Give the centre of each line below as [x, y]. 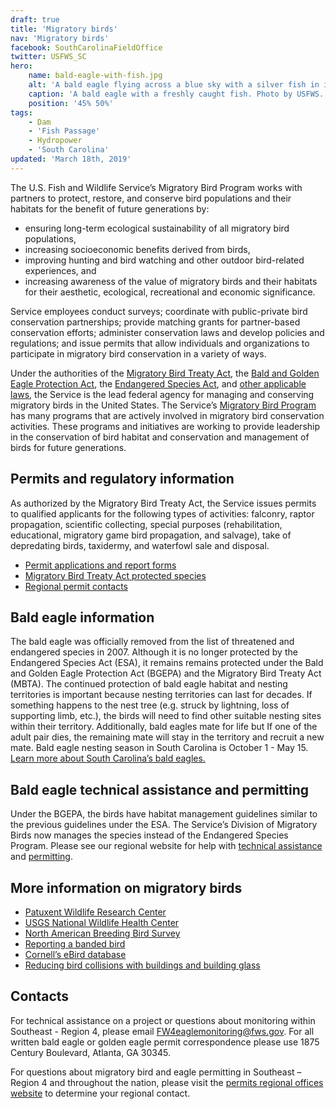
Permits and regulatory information [122, 479]
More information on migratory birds [126, 887]
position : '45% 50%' [71, 103]
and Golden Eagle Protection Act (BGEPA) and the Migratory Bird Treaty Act [166, 673]
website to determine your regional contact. [100, 1093]
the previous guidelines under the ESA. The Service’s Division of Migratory [164, 825]
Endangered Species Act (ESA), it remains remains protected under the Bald [167, 663]
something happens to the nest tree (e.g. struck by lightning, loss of [150, 705]
